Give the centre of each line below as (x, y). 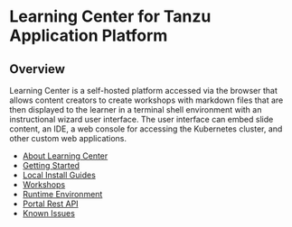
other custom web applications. (68, 138)
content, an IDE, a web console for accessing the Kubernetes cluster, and (146, 129)
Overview (38, 69)
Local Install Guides (59, 175)
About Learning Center (65, 156)
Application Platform (89, 36)
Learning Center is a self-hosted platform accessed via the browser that (144, 91)
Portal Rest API (50, 204)
